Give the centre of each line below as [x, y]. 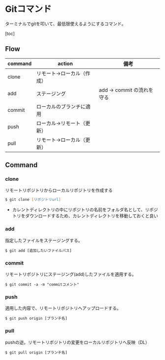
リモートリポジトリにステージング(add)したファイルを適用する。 [71, 274]
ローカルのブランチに [61, 106]
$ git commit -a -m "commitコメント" [42, 284]
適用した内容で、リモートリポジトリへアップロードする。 [63, 308]
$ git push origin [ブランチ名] [36, 319]
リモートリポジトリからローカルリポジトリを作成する [59, 190]
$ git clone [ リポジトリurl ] [33, 200]
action [65, 64]
